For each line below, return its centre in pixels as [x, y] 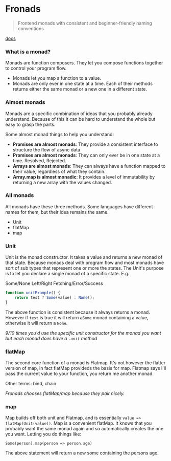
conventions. [31, 28]
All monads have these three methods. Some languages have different [79, 206]
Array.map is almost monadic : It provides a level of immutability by [84, 177]
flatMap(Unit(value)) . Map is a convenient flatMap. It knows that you [79, 423]
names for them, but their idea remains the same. [57, 212]
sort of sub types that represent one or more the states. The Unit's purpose [85, 268]
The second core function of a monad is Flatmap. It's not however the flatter [86, 363]
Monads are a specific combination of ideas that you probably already [79, 114]
